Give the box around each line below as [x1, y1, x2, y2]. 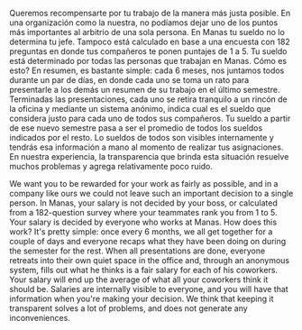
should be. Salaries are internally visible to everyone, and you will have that [9, 284, 288, 294]
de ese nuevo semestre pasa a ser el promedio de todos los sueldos [9, 123, 263, 133]
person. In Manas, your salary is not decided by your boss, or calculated [9, 197, 278, 208]
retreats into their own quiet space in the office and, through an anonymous [9, 255, 290, 265]
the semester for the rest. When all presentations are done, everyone [9, 245, 266, 256]
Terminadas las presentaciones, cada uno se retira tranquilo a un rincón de [9, 94, 288, 105]
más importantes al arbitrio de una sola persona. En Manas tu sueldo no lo [9, 27, 286, 37]
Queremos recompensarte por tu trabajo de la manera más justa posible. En [9, 8, 291, 18]
